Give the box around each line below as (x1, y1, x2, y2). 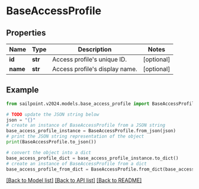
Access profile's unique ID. (52, 55, 127, 63)
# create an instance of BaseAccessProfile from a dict (6, 161, 147, 166)
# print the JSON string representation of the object (6, 133, 145, 140)
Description (78, 46, 112, 53)
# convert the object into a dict (6, 149, 92, 155)
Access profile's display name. (52, 65, 137, 73)
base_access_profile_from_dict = (6, 166, 89, 172)
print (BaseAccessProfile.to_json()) (6, 139, 97, 145)
